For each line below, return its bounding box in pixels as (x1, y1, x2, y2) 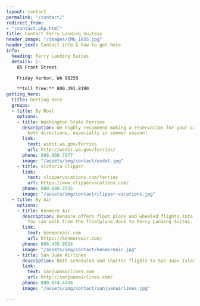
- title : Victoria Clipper (17, 163, 84, 169)
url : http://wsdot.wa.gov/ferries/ (27, 147, 116, 153)
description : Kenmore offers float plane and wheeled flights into (21, 213, 193, 220)
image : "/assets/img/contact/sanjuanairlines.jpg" (21, 285, 151, 291)
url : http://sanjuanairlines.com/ (27, 274, 113, 280)
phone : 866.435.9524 (21, 241, 73, 247)
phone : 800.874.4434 (21, 280, 73, 286)
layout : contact (6, 8, 46, 15)
